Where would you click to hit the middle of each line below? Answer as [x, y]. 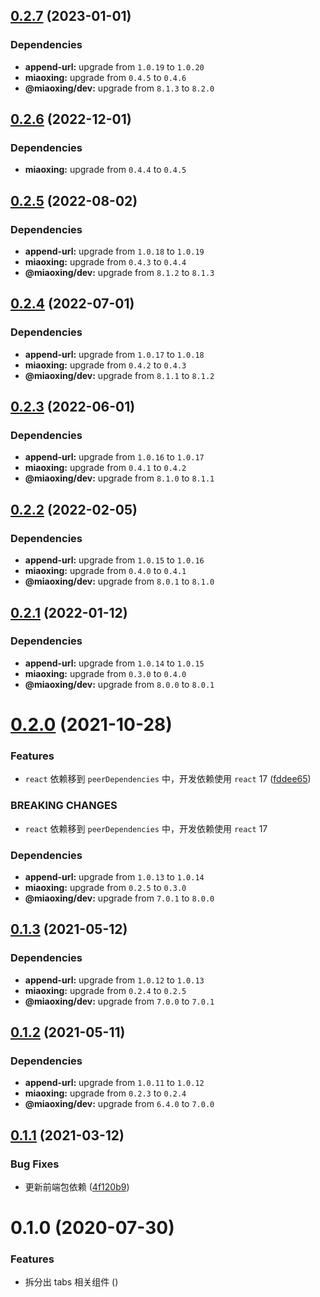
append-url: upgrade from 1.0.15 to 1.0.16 [114, 560]
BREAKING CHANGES [64, 806]
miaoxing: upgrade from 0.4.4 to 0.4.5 [105, 170]
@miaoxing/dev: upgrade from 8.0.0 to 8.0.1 [119, 684]
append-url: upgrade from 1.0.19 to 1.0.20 [114, 66]
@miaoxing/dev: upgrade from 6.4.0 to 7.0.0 [119, 1104]
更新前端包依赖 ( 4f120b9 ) [77, 1186]
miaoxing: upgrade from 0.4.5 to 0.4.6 [105, 77]
